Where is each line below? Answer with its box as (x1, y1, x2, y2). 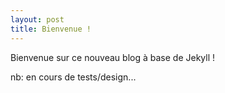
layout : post (10, 14, 65, 25)
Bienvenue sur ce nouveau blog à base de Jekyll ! (10, 51, 216, 63)
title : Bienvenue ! (10, 24, 92, 34)
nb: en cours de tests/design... (10, 71, 137, 83)
